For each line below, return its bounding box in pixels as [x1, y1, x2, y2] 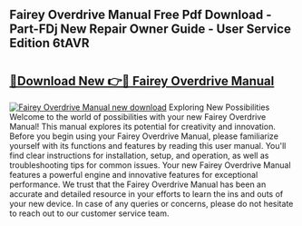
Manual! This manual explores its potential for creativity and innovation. [9, 122, 277, 132]
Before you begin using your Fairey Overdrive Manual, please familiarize [9, 131, 279, 142]
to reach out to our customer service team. [9, 208, 170, 219]
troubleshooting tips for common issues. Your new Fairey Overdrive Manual [9, 160, 292, 171]
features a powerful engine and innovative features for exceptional [9, 170, 258, 180]
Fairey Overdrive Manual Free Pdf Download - [9, 7, 272, 23]
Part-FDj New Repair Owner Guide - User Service [9, 22, 292, 37]
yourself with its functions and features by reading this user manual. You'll [9, 141, 287, 151]
